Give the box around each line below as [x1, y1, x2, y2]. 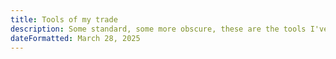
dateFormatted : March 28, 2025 [10, 33, 141, 43]
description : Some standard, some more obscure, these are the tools [10, 24, 307, 34]
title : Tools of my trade [10, 14, 118, 25]
